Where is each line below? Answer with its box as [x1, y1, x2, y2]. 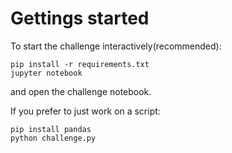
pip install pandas [10, 124, 92, 134]
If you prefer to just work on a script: [10, 105, 161, 117]
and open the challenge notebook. [10, 85, 152, 97]
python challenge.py [10, 133, 97, 143]
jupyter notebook [10, 68, 83, 78]
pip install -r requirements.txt [10, 59, 150, 69]
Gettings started [10, 7, 150, 30]
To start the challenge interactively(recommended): [10, 40, 222, 52]
